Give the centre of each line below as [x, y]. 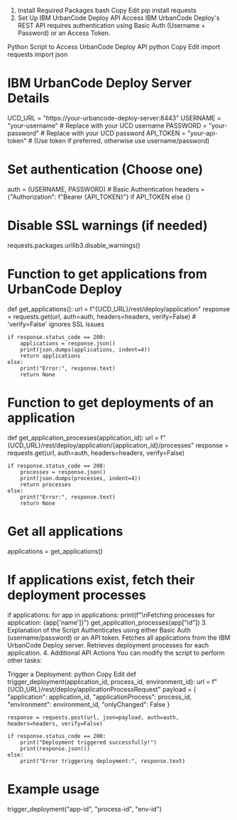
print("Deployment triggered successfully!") [89, 742]
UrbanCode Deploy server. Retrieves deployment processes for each [108, 645]
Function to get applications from [108, 274]
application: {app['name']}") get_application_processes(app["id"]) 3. [108, 622]
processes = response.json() [63, 472]
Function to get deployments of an [111, 403]
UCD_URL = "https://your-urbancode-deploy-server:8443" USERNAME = [114, 118]
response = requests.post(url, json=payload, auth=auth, [93, 717]
